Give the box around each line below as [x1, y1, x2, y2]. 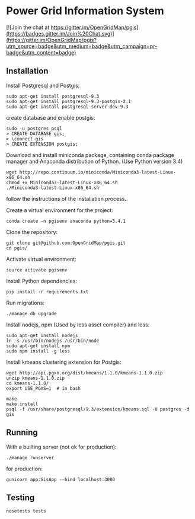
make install [6, 401, 39, 407]
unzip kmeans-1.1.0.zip [6, 375, 65, 381]
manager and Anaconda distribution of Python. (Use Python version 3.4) [6, 158, 183, 165]
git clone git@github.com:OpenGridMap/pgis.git [6, 240, 126, 246]
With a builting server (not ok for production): [6, 443, 117, 450]
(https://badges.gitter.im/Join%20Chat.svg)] [6, 30, 114, 37]
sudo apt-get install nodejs [6, 332, 78, 338]
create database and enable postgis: [6, 114, 95, 121]
